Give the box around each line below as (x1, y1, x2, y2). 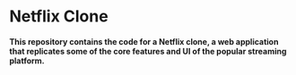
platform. (9, 55, 45, 66)
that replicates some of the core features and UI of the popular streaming (9, 46, 287, 56)
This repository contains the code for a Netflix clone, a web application (9, 36, 279, 46)
